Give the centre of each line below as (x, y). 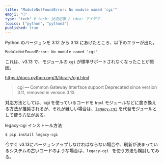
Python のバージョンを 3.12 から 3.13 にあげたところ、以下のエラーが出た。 (81, 43)
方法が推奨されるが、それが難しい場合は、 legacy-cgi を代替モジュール (81, 109)
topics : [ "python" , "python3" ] (37, 23)
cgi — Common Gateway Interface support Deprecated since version (87, 87)
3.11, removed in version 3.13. (46, 93)
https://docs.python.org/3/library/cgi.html (47, 78)
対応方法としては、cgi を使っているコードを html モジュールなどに (72, 103)
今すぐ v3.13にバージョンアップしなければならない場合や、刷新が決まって (79, 145)
